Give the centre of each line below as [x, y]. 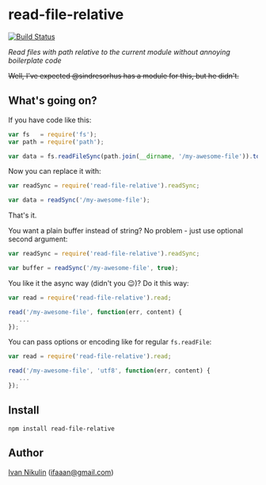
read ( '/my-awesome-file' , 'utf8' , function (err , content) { [110, 371]
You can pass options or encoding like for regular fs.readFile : [110, 342]
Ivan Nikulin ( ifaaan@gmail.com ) [61, 472]
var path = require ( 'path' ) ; [56, 142]
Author [26, 453]
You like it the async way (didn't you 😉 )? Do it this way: [99, 283]
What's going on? [53, 101]
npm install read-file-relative [61, 429]
